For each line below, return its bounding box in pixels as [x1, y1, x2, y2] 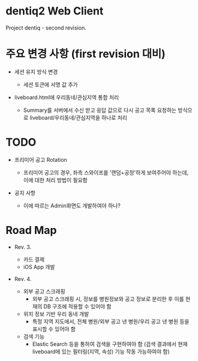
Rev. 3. [14, 243, 32, 250]
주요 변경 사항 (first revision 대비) [5, 47, 166, 61]
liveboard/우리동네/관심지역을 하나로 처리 [29, 114, 127, 121]
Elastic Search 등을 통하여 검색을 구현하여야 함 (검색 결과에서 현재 [32, 340, 188, 347]
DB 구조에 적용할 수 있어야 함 [43, 303, 112, 310]
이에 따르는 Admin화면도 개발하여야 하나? [23, 202, 121, 209]
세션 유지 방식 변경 [14, 68, 58, 75]
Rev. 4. [14, 275, 32, 282]
